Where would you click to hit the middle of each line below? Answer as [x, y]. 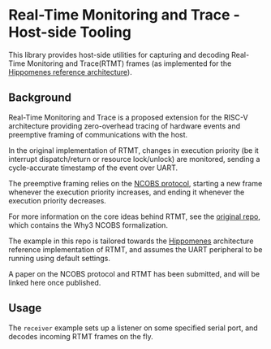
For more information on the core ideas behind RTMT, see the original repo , [135, 216]
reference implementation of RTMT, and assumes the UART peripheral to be [135, 249]
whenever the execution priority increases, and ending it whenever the [127, 192]
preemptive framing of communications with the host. [98, 134]
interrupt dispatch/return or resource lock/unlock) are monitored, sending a [134, 159]
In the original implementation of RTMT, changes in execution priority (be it [134, 150]
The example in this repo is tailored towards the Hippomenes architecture [131, 241]
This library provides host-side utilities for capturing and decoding [119, 55]
